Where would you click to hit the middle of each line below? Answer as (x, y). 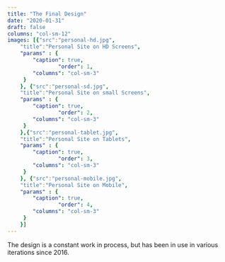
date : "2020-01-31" (36, 21)
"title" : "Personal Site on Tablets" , (76, 139)
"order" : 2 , (75, 113)
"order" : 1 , (75, 67)
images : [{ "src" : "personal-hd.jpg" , (61, 40)
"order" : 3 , (75, 159)
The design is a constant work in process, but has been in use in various (113, 244)
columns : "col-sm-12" (39, 34)
